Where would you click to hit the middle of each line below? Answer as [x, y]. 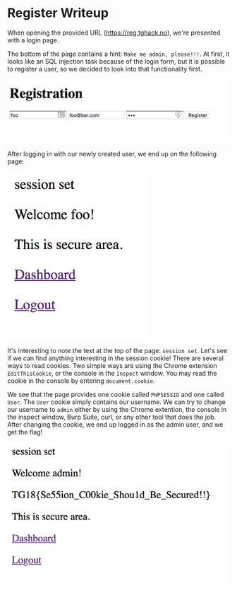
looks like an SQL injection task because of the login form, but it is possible [116, 61]
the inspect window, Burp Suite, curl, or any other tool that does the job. [112, 417]
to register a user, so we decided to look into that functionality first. [105, 69]
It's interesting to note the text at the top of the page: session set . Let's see [117, 351]
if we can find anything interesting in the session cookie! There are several [116, 358]
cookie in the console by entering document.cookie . [81, 381]
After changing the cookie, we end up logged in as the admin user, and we [115, 425]
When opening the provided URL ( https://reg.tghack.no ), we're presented [114, 33]
